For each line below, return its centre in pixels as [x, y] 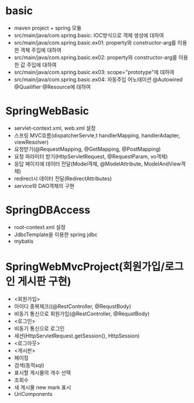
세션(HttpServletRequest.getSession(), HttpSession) [77, 336]
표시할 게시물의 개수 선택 [42, 372]
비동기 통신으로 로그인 [39, 328]
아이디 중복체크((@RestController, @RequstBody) [73, 306]
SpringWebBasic [47, 111]
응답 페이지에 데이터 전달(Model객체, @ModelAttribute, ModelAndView [97, 164]
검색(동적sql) [29, 365]
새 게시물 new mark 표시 [42, 387]
